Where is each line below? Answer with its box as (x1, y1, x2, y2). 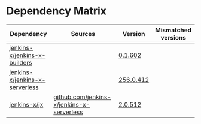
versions (160, 33, 187, 41)
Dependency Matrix (6, 4, 106, 18)
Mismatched (155, 26, 192, 34)
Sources (71, 29, 96, 38)
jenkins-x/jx (9, 100, 44, 108)
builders (9, 58, 32, 66)
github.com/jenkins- (53, 93, 112, 101)
